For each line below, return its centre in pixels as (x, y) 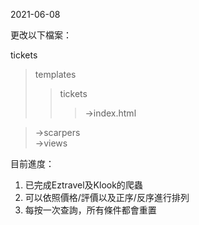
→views (51, 143)
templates (55, 74)
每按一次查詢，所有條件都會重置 (90, 210)
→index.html (110, 113)
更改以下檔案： (41, 35)
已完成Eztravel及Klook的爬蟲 (83, 185)
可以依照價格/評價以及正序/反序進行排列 (107, 197)
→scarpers (57, 132)
